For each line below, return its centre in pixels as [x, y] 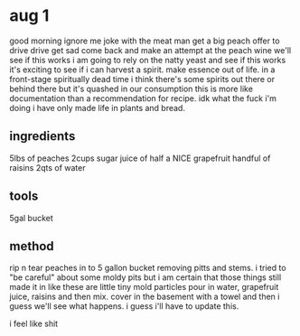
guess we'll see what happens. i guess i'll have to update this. [124, 306]
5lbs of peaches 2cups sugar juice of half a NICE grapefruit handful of [140, 158]
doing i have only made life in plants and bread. [97, 107]
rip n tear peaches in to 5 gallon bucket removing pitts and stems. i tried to [148, 268]
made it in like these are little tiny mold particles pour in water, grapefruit [144, 287]
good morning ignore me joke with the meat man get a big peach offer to [145, 41]
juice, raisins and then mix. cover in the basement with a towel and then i [145, 297]
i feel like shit [34, 324]
